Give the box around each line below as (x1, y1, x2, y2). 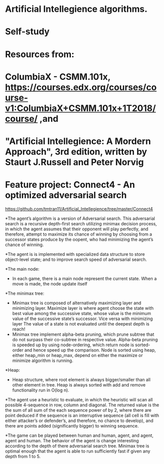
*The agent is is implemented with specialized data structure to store (5, 251, 145, 257)
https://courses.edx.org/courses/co (5, 81, 157, 93)
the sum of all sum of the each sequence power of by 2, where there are (5, 407, 152, 413)
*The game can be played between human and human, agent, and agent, (5, 432, 154, 438)
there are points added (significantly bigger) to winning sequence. (5, 423, 139, 428)
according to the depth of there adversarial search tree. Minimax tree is (5, 443, 150, 449)
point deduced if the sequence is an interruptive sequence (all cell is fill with (5, 412, 160, 418)
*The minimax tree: (5, 290, 44, 296)
